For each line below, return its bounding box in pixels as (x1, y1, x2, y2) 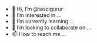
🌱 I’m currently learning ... (11, 18, 75, 24)
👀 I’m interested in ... (11, 12, 62, 19)
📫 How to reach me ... (11, 31, 66, 37)
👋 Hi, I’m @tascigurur (11, 6, 63, 12)
